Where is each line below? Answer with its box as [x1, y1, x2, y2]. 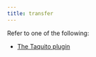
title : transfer [7, 10, 53, 17]
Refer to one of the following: [7, 29, 89, 37]
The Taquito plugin [16, 42, 71, 50]
